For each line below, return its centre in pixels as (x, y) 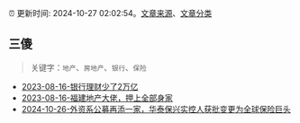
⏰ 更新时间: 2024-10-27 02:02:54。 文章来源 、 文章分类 (110, 13)
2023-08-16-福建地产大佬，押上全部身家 (97, 98)
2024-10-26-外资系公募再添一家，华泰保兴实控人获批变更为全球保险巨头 (156, 109)
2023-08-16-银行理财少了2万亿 (80, 86)
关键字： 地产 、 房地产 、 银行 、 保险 (88, 67)
